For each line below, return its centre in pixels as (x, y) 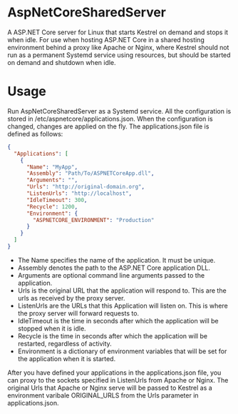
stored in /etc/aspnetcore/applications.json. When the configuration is (110, 118)
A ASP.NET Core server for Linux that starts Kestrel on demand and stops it (118, 32)
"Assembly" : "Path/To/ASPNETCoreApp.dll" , (90, 173)
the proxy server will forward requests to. (78, 313)
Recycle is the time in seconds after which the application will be (113, 335)
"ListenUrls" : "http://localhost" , (79, 193)
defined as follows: (35, 133)
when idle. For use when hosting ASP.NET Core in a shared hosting (106, 39)
